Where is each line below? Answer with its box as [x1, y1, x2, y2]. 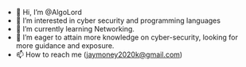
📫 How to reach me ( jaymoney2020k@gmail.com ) [15, 50, 183, 59]
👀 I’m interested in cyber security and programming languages [15, 16, 221, 25]
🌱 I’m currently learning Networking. [15, 24, 135, 33]
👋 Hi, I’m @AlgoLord [15, 8, 82, 17]
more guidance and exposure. [15, 41, 115, 50]
